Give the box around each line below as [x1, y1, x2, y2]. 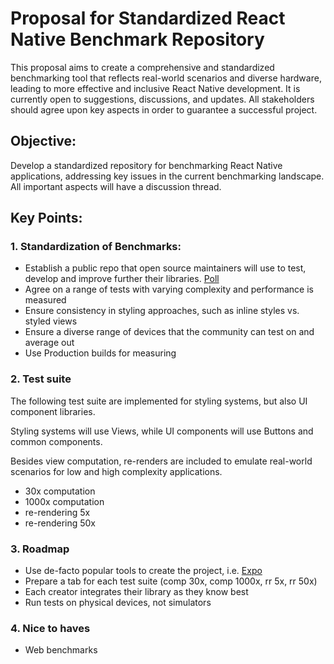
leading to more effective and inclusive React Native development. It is [10, 82, 301, 94]
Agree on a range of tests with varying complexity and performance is [24, 283, 314, 296]
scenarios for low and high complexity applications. [10, 465, 223, 477]
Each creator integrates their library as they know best [24, 586, 249, 598]
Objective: [10, 133, 77, 150]
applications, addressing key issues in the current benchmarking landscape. [10, 170, 325, 182]
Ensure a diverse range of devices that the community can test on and [24, 326, 315, 338]
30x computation [24, 485, 96, 497]
